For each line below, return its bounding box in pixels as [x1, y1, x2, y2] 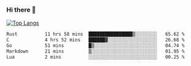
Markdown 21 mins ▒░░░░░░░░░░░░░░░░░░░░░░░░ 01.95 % [6, 48, 185, 54]
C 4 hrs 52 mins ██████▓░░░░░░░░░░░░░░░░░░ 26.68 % [6, 37, 185, 43]
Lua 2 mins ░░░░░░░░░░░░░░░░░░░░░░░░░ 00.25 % [6, 54, 185, 60]
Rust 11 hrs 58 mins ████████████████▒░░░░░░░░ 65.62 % [6, 31, 185, 37]
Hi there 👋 [6, 5, 37, 14]
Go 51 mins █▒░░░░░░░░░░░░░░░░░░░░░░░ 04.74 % [6, 43, 185, 49]
